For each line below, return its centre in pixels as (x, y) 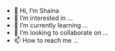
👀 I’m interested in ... (43, 18)
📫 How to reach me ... (46, 40)
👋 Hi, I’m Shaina (36, 11)
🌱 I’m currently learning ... (51, 25)
